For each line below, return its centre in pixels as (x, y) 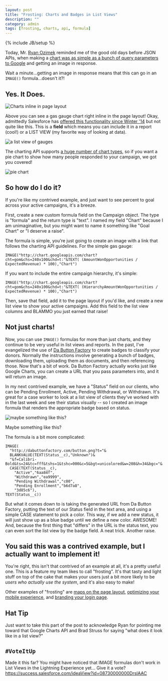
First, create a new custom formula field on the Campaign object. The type (82, 215)
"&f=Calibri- (23, 459)
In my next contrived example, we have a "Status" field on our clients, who (82, 386)
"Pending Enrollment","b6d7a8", (48, 485)
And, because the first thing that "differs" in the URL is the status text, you (82, 525)
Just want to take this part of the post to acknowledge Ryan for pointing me (83, 625)
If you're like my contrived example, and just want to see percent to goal (80, 200)
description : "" (22, 19)
